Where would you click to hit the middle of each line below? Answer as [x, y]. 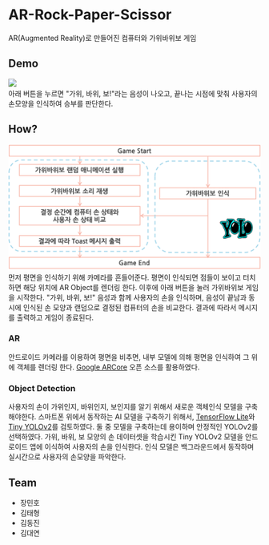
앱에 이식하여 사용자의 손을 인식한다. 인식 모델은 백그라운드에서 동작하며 [142, 447]
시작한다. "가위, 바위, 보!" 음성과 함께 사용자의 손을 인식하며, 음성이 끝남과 [131, 297]
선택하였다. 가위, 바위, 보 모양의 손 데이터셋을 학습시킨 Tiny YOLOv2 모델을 [126, 437]
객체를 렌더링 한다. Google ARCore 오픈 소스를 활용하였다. [108, 367]
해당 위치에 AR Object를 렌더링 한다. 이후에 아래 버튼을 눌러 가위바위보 [133, 287]
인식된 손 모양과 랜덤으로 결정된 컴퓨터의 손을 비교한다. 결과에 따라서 [130, 307]
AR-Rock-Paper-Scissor [90, 15]
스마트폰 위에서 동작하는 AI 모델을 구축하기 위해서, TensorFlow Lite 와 [147, 417]
